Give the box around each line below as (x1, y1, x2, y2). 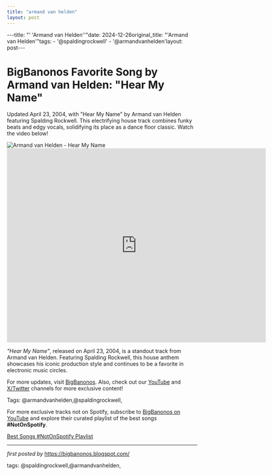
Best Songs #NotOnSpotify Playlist (7, 433, 93, 440)
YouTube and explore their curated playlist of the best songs (7, 415, 157, 422)
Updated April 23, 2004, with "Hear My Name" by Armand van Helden (7, 111, 182, 118)
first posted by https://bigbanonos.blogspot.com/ (7, 450, 130, 457)
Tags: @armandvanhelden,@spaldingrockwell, (7, 396, 123, 404)
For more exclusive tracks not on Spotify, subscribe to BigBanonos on (7, 409, 181, 416)
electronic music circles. (7, 367, 68, 374)
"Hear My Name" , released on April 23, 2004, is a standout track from (7, 347, 182, 355)
